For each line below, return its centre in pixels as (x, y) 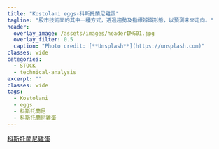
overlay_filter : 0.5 (43, 40)
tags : (15, 92)
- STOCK (25, 66)
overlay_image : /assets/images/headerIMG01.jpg (84, 33)
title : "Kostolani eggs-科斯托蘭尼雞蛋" (63, 14)
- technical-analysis (45, 72)
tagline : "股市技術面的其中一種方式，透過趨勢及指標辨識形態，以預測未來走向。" (111, 20)
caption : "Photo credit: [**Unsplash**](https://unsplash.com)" (109, 46)
